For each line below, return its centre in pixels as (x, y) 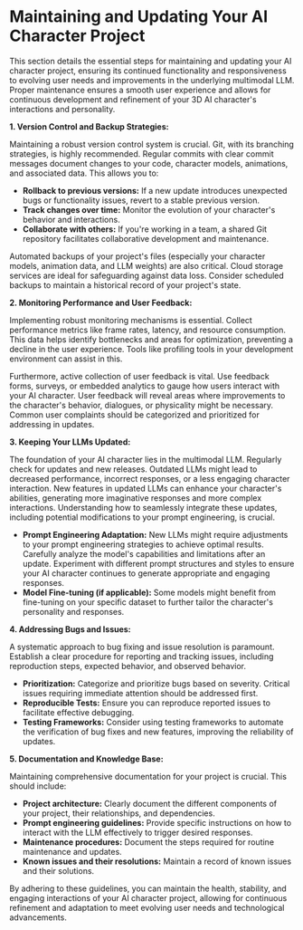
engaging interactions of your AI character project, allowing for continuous (148, 897)
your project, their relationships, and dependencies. (118, 813)
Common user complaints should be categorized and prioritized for (135, 415)
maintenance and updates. (72, 851)
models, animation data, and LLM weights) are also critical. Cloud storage (146, 265)
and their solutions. (58, 870)
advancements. (38, 917)
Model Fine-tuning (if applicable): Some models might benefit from (149, 592)
